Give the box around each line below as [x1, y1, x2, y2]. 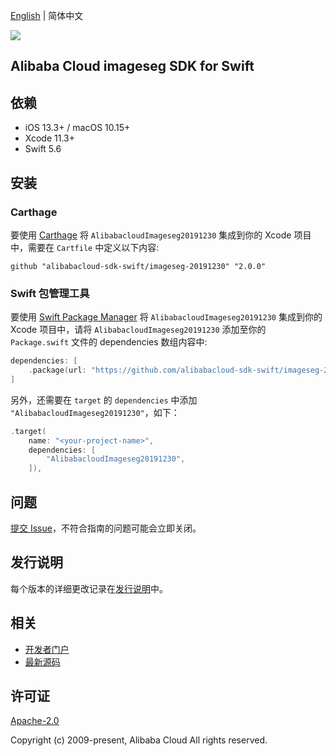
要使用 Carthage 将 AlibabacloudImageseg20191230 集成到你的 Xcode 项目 [10, 229, 312, 241]
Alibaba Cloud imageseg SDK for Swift [10, 58, 255, 75]
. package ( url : [28, 365, 87, 376]
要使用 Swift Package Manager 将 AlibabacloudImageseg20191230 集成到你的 [10, 311, 323, 323]
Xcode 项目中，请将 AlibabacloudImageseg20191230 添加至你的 [10, 324, 267, 336]
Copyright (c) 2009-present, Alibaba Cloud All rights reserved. [10, 734, 268, 746]
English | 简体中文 [10, 10, 84, 21]
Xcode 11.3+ [24, 132, 75, 144]
